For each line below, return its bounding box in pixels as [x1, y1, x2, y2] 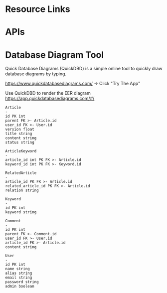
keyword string [5, 210, 37, 215]
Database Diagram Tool [5, 49, 104, 60]
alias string [5, 271, 32, 276]
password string [5, 280, 39, 285]
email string [5, 275, 32, 280]
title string [5, 131, 32, 137]
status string [5, 140, 35, 145]
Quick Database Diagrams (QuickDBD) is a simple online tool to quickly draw [5, 66, 163, 72]
